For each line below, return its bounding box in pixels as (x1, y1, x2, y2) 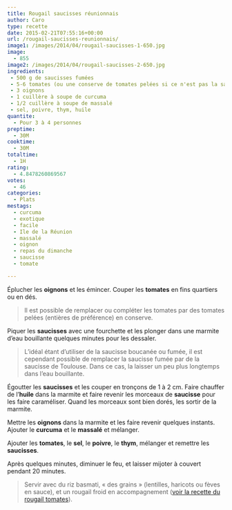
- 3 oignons (10, 87, 45, 94)
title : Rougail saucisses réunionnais (7, 10, 119, 17)
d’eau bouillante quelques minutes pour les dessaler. (7, 334, 157, 342)
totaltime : (7, 151, 39, 159)
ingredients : (7, 68, 45, 75)
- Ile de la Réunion (13, 228, 72, 235)
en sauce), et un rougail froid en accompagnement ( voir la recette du (23, 487, 221, 496)
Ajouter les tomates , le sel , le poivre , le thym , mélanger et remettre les (7, 439, 210, 447)
